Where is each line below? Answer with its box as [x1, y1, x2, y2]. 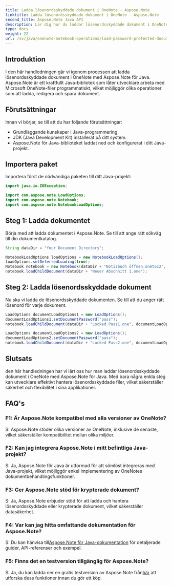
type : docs [5, 27, 29, 32]
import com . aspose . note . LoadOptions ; [5, 193, 86, 198]
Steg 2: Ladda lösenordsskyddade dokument [5, 283, 152, 292]
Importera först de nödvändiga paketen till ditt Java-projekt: [5, 174, 132, 180]
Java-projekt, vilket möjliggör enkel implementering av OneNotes [5, 468, 142, 474]
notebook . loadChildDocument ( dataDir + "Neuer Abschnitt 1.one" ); [5, 269, 147, 274]
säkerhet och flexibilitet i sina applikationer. [5, 384, 96, 390]
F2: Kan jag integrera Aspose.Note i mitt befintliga [5, 444, 133, 451]
